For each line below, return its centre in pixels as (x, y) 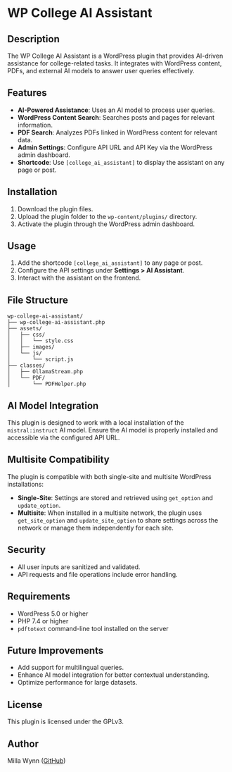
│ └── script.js (40, 360)
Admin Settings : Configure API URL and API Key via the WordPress (115, 147)
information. (35, 125)
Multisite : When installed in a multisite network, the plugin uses (110, 513)
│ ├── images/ (31, 347)
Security (26, 550)
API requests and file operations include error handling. (97, 574)
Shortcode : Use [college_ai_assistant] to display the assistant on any (121, 162)
